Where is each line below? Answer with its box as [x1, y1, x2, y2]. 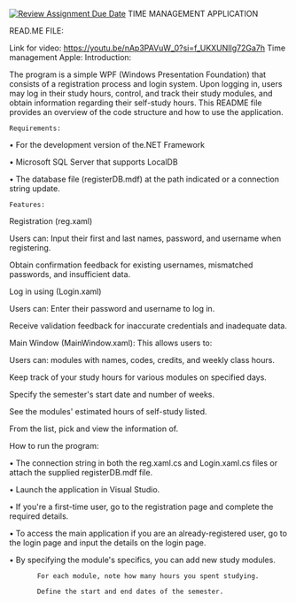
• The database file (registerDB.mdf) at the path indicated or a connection [9, 174, 279, 184]
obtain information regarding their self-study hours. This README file [9, 97, 262, 108]
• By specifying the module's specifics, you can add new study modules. [9, 554, 277, 565]
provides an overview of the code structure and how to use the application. [9, 107, 284, 117]
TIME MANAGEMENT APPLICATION [128, 9, 259, 19]
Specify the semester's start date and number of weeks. [9, 390, 215, 399]
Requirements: [9, 124, 62, 133]
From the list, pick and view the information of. [9, 423, 179, 434]
